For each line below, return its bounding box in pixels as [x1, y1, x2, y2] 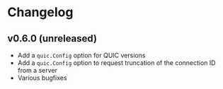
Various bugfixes [17, 73, 67, 82]
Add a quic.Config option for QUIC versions [17, 51, 146, 59]
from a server [17, 66, 58, 74]
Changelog [7, 4, 74, 20]
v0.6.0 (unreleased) [7, 32, 98, 44]
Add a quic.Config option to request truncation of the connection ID [17, 59, 216, 67]
